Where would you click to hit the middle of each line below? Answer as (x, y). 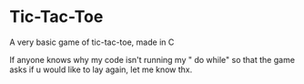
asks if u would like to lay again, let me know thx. (101, 69)
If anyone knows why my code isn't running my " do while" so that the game (152, 59)
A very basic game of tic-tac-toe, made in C (92, 42)
